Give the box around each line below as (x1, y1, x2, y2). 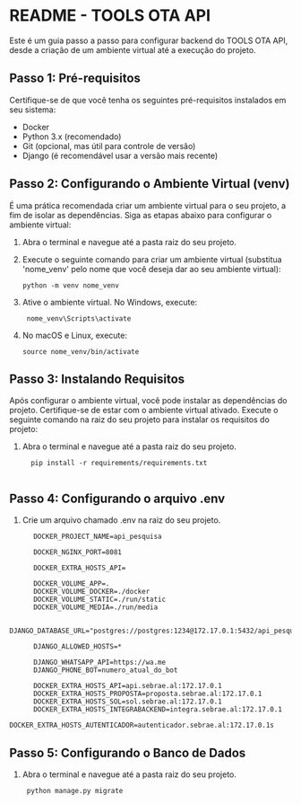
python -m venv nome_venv (21, 280, 119, 290)
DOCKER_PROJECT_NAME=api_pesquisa (32, 532, 163, 542)
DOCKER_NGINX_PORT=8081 (32, 548, 123, 557)
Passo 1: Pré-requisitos (9, 71, 142, 86)
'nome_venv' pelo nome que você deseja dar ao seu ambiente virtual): (21, 263, 281, 274)
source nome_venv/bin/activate (21, 347, 140, 356)
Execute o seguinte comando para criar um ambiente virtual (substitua (21, 253, 282, 265)
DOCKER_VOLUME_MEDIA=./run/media (32, 603, 159, 612)
